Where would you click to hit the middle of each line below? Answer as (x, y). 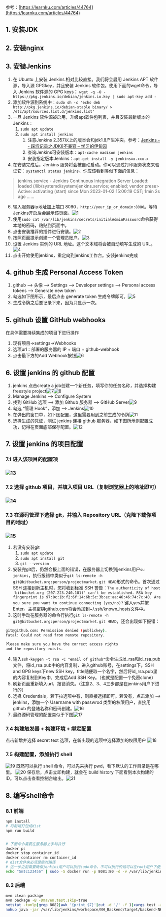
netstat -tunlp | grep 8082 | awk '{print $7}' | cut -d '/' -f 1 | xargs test (81, 905)
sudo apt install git (42, 559)
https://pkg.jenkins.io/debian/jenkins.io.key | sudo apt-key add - (84, 97)
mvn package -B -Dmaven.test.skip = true (47, 900)
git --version (34, 564)
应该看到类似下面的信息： (113, 171)
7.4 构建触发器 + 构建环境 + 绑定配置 (49, 728)
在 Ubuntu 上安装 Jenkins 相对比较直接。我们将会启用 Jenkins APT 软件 (85, 79)
